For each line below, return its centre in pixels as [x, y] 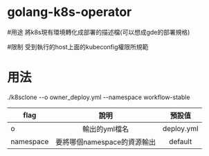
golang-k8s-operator [70, 12]
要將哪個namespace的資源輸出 [106, 141]
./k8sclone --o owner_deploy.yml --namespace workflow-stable [99, 97]
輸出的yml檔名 [106, 129]
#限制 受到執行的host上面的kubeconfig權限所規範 [78, 46]
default [181, 141]
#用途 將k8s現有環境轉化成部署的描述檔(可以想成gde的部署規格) [99, 32]
